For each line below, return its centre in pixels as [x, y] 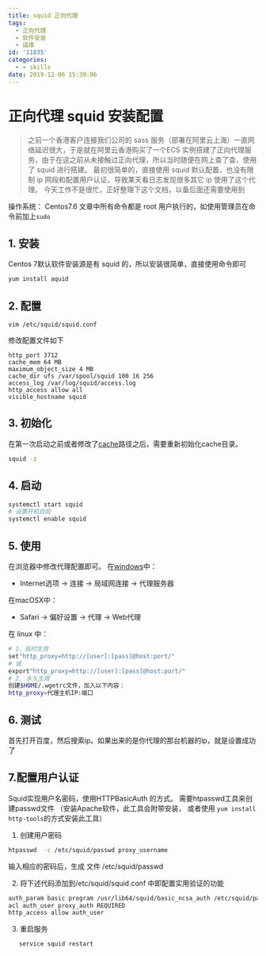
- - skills [33, 67]
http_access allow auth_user [56, 913]
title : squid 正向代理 [43, 15]
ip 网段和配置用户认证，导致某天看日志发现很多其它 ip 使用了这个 [143, 179]
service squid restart [56, 944]
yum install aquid [38, 279]
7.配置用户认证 [44, 778]
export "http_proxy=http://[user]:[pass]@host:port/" [97, 671]
